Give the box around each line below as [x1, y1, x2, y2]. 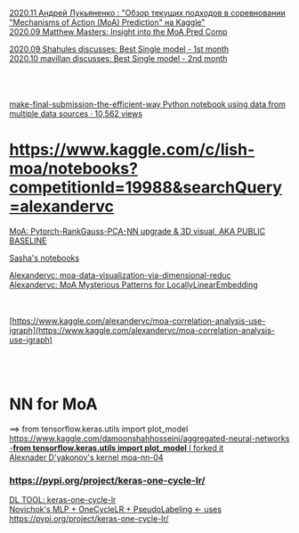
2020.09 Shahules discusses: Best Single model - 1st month [9, 44, 230, 54]
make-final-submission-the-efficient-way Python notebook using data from [9, 99, 287, 110]
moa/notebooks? [9, 159, 138, 179]
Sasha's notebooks [9, 252, 80, 263]
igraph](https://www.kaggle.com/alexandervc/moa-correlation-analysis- [9, 324, 276, 335]
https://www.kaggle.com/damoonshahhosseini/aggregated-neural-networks [9, 432, 290, 444]
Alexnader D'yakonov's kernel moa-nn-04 [9, 452, 164, 463]
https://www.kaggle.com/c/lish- [9, 140, 255, 160]
